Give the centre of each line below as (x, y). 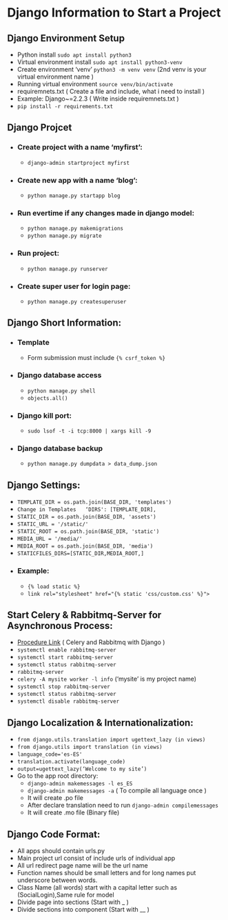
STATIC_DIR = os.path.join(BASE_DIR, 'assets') (86, 517)
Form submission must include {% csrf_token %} (96, 357)
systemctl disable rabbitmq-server (68, 701)
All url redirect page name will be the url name (82, 866)
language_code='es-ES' (50, 754)
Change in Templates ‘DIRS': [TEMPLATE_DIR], (86, 510)
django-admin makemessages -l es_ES (80, 784)
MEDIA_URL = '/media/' (50, 539)
